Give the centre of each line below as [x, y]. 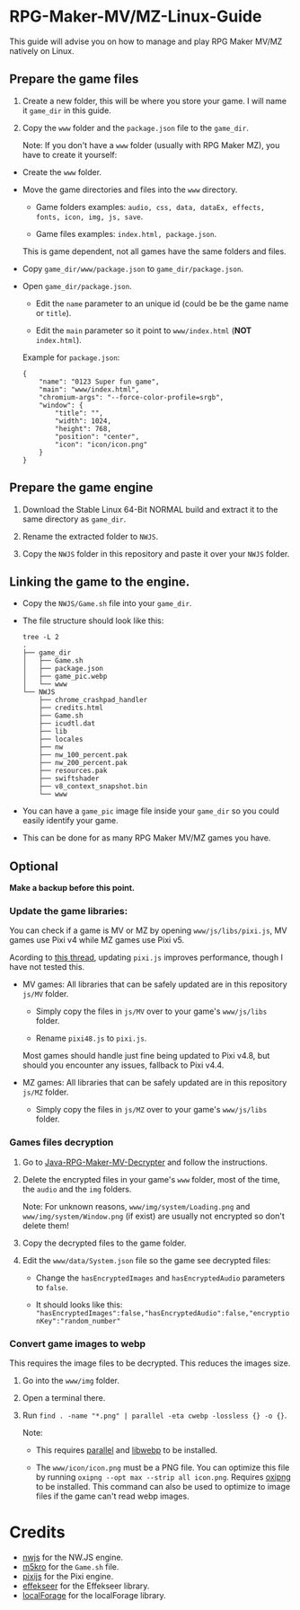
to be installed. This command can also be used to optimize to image [163, 1487]
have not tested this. [47, 967]
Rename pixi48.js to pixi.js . [91, 1038]
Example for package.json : [71, 357]
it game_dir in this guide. [67, 110]
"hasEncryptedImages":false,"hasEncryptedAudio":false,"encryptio [163, 1313]
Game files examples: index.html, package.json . [126, 233]
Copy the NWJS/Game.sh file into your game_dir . [107, 603]
